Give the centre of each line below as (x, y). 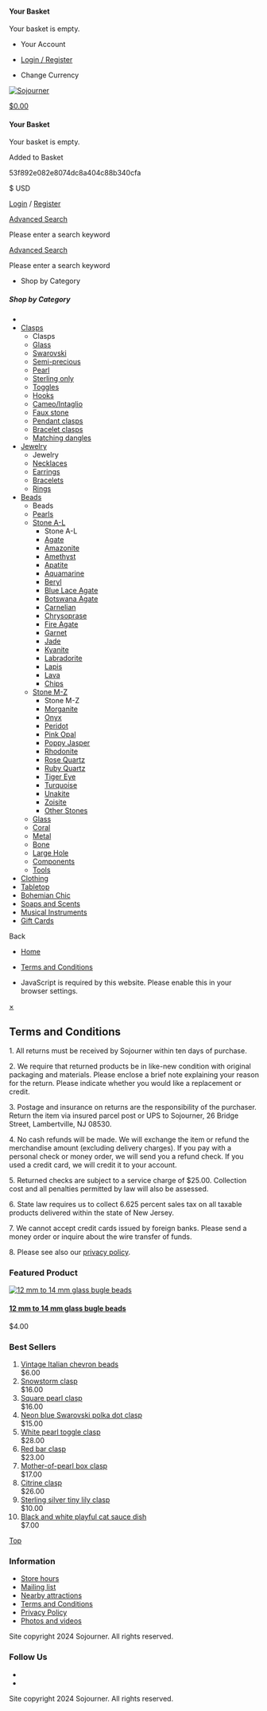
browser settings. (49, 991)
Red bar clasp (43, 1449)
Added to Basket (36, 157)
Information (32, 1561)
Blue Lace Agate (71, 591)
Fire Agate (61, 624)
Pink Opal (60, 734)
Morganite (61, 709)
